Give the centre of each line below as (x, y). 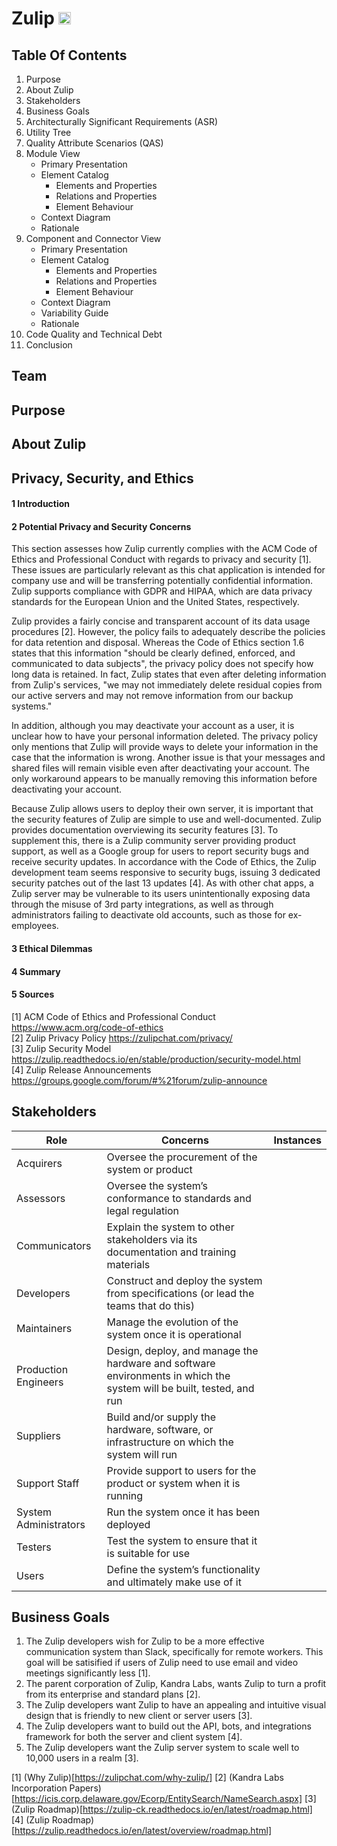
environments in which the (168, 1375)
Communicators (54, 1245)
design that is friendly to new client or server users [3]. (139, 1716)
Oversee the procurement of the (182, 1157)
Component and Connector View (93, 238)
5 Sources (33, 994)
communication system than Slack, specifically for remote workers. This (174, 1652)
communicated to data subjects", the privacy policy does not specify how (162, 664)
